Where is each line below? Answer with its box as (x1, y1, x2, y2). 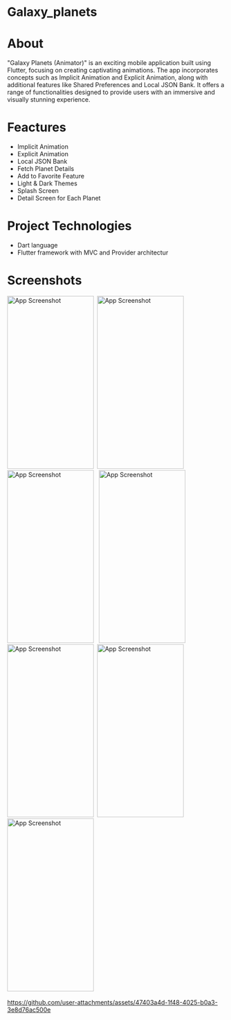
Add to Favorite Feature (17, 172, 85, 180)
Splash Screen (17, 187, 59, 195)
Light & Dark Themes (17, 179, 77, 187)
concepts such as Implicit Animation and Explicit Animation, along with (7, 73, 208, 82)
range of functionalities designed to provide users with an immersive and (7, 88, 216, 97)
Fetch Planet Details (17, 165, 75, 173)
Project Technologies (7, 219, 132, 234)
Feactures (7, 120, 67, 136)
